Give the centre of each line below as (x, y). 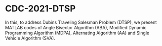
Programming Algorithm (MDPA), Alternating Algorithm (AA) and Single (77, 33)
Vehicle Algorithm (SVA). (30, 38)
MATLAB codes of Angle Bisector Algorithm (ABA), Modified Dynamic (76, 27)
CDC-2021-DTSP (40, 9)
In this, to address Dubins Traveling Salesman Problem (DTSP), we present (81, 22)
